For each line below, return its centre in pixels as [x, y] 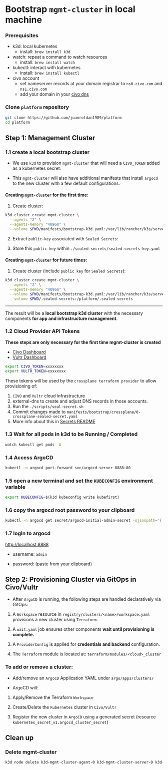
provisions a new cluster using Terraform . [55, 620]
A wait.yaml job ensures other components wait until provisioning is [83, 629]
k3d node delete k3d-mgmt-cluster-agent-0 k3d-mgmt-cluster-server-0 [79, 762]
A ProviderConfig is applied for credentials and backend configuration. [86, 644]
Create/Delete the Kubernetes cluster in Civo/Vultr [64, 707]
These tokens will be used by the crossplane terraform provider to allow [81, 380]
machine [24, 20]
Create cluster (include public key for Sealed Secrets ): [69, 271]
